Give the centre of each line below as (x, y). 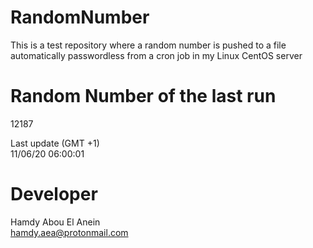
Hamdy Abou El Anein (55, 222)
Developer (54, 194)
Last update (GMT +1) (55, 143)
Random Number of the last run (143, 96)
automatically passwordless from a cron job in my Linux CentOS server (156, 55)
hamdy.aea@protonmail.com (69, 232)
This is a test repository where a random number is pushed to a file (148, 45)
